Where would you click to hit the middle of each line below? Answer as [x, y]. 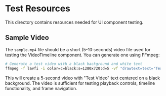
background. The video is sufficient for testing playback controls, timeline [80, 83]
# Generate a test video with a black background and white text [74, 64]
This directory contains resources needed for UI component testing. [74, 22]
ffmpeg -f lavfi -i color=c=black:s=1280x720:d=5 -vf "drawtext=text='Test [85, 68]
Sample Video [27, 38]
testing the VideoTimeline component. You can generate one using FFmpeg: [83, 55]
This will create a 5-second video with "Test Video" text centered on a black [83, 78]
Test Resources [38, 9]
